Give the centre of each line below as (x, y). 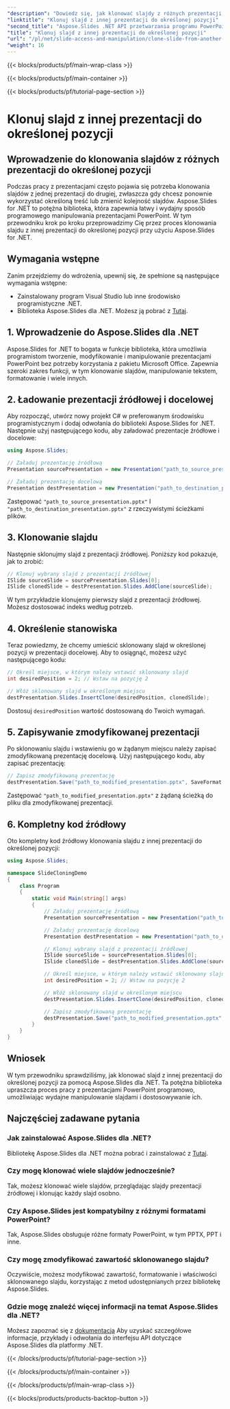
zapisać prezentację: (37, 764)
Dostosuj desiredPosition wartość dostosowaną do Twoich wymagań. (106, 711)
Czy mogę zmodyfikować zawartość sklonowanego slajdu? (108, 1259)
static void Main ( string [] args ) (79, 899)
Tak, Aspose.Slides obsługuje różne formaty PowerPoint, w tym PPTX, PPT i (114, 1235)
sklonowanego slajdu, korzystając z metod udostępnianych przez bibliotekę (114, 1282)
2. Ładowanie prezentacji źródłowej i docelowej (110, 400)
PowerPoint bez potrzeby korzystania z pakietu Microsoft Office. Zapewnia (113, 363)
